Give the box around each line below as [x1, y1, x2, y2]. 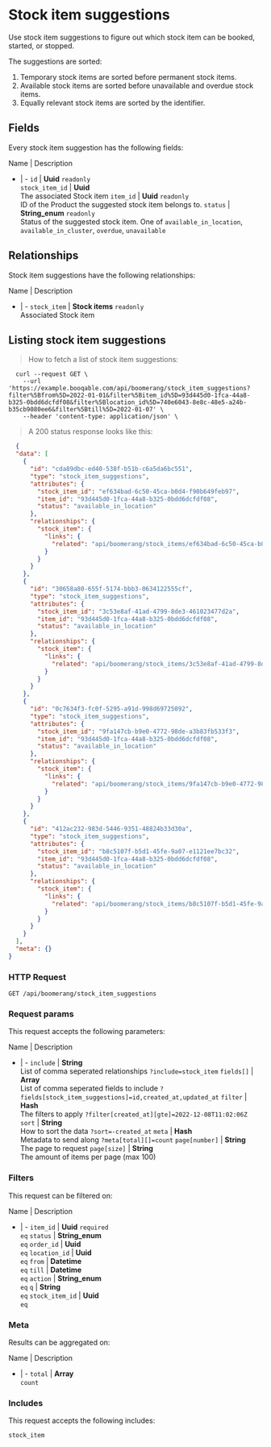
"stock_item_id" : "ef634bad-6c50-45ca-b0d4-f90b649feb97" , [37, 487, 240, 495]
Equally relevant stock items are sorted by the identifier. [19, 98, 206, 107]
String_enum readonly [19, 208, 95, 218]
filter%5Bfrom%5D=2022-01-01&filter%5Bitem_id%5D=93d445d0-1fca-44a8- [8, 391, 251, 400]
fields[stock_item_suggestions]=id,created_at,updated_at [19, 1094, 219, 1102]
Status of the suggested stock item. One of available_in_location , [19, 216, 244, 227]
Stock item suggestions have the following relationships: [8, 270, 196, 280]
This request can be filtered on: [8, 1191, 113, 1200]
